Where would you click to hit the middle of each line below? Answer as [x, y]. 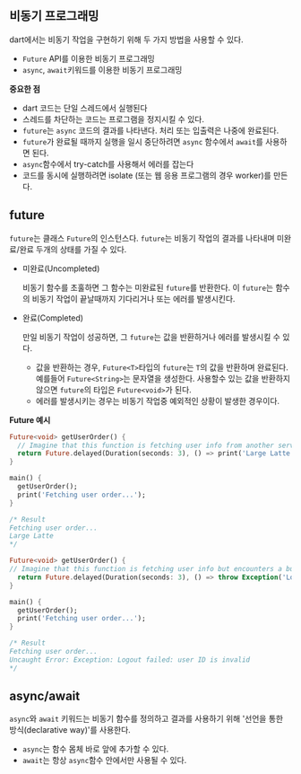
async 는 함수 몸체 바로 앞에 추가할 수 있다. [95, 749]
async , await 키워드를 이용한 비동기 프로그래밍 [102, 69]
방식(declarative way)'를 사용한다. [70, 730]
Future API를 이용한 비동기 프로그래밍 [88, 58]
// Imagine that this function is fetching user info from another [146, 445]
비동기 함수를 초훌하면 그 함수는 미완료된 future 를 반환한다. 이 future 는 [148, 287]
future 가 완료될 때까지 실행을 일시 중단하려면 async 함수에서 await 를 [143, 141]
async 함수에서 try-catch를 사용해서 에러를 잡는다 [108, 163]
